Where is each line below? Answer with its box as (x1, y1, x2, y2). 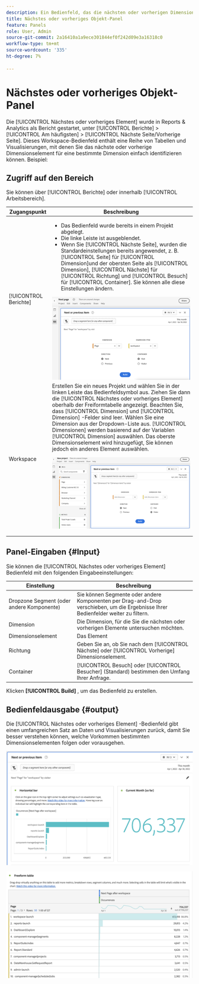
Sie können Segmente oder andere (76, 590, 162, 598)
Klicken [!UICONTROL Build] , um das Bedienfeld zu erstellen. (6, 688, 158, 695)
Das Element (76, 632, 108, 640)
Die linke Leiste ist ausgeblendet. (60, 235, 141, 242)
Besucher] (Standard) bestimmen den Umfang (76, 667, 190, 675)
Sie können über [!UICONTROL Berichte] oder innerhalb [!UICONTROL (6, 189, 178, 196)
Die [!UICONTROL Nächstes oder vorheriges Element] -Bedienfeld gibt (6, 720, 179, 727)
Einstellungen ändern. (60, 285, 114, 292)
